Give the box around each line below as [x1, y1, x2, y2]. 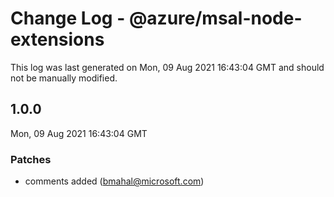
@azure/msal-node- [128, 7, 303, 30]
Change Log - [10, 7, 126, 30]
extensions [10, 28, 105, 51]
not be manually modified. [10, 72, 118, 84]
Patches [10, 152, 52, 166]
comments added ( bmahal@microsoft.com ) [24, 175, 205, 187]
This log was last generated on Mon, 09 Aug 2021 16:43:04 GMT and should [10, 61, 325, 73]
